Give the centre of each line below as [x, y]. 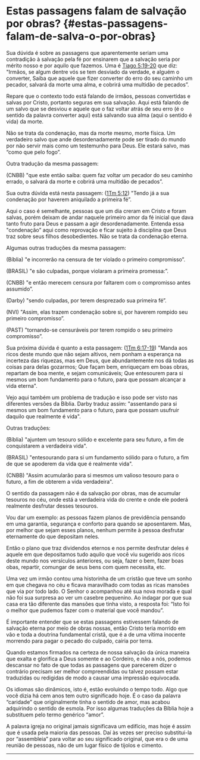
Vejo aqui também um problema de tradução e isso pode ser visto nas [92, 397]
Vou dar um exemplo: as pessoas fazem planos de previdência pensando [96, 517]
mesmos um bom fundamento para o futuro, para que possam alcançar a [96, 379]
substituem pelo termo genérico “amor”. [55, 715]
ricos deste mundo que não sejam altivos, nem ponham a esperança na [94, 354]
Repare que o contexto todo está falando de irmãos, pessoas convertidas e [98, 96]
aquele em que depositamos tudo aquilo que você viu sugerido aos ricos [96, 554]
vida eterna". [22, 385]
